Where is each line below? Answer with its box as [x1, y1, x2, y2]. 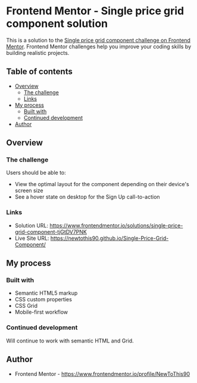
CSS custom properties [14, 296, 73, 303]
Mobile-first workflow [14, 308, 68, 316]
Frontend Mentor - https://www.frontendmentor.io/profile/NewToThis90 [14, 370, 190, 377]
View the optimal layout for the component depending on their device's [14, 181, 189, 188]
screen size [14, 187, 43, 194]
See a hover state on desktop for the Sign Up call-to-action [14, 193, 160, 200]
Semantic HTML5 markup [14, 289, 78, 296]
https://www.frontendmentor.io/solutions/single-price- [49, 222, 183, 229]
